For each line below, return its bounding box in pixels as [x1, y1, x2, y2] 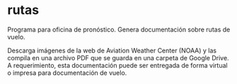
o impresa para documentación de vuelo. [7, 69, 127, 77]
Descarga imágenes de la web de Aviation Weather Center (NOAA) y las [7, 46, 217, 55]
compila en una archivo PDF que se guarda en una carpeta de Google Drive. [7, 53, 229, 62]
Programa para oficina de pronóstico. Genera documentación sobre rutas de [7, 25, 231, 34]
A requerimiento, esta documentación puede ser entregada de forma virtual [7, 61, 228, 69]
